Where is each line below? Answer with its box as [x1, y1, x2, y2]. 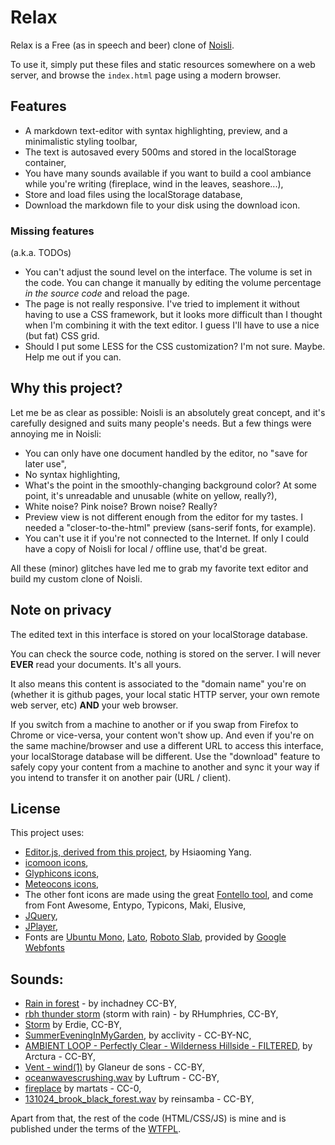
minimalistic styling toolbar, [24, 135, 138, 147]
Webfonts [24, 942, 65, 954]
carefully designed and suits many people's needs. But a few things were [10, 417, 312, 429]
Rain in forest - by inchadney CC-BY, [24, 997, 178, 1010]
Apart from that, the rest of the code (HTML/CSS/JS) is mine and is [10, 1112, 287, 1125]
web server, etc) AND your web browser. [10, 699, 179, 711]
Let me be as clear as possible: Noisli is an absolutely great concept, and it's [10, 406, 326, 418]
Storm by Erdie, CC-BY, [24, 1019, 123, 1031]
